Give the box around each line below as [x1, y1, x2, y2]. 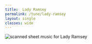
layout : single [5, 16, 36, 21]
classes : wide [5, 20, 34, 26]
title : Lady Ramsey [5, 7, 47, 12]
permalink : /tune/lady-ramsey [5, 12, 66, 16]
